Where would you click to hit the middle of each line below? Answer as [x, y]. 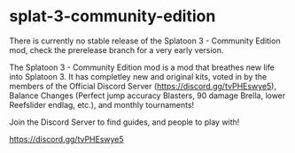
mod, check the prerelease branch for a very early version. [116, 50]
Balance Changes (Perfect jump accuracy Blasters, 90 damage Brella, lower [147, 96]
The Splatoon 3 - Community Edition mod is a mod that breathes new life [142, 67]
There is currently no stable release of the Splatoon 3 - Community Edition [145, 41]
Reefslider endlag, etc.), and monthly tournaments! [102, 104]
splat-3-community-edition [113, 16]
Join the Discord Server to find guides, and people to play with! [124, 122]
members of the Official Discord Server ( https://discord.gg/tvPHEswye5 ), [143, 86]
